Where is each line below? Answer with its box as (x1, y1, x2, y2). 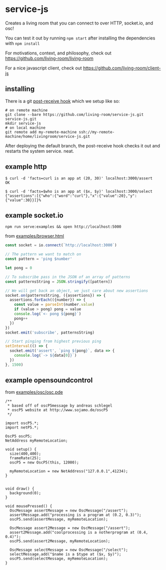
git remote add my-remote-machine (5, 129, 77, 134)
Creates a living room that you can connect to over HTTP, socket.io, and (5, 20, 154, 26)
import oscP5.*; (5, 421, 39, 426)
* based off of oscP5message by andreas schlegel (7, 403, 113, 408)
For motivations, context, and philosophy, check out (5, 50, 112, 56)
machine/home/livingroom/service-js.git (5, 134, 91, 139)
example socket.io (5, 211, 64, 219)
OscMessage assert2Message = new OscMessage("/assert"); (9, 526, 131, 531)
